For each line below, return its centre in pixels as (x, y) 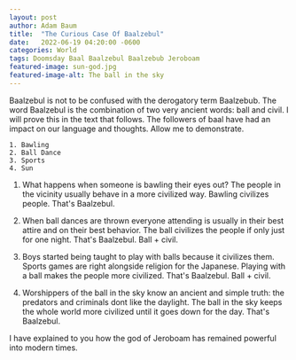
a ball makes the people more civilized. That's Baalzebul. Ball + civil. (146, 275)
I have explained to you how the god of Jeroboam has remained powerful (143, 338)
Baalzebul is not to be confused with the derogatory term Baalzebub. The (143, 100)
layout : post (33, 17)
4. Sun (21, 168)
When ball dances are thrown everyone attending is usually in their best (153, 220)
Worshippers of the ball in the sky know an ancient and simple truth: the (153, 293)
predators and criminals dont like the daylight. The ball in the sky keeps (152, 301)
